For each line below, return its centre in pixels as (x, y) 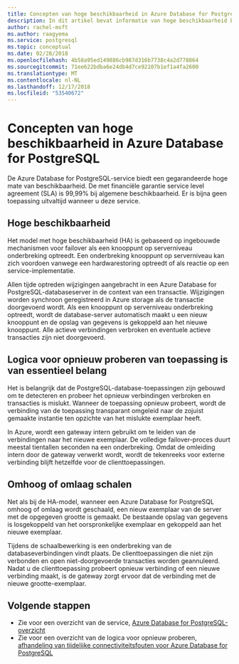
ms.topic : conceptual (39, 47)
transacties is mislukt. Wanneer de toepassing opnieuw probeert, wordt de (117, 403)
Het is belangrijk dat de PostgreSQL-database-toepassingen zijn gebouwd (116, 387)
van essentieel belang (57, 371)
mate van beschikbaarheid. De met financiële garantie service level (106, 186)
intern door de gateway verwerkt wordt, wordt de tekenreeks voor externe (116, 454)
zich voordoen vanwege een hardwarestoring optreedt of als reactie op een (118, 263)
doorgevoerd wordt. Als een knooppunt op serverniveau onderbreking (110, 307)
